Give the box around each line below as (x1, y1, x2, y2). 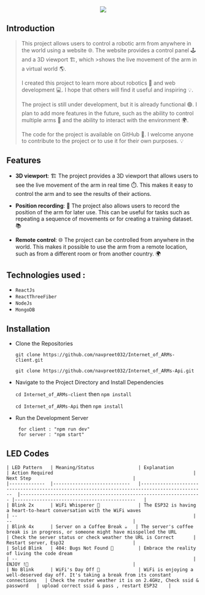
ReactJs (15, 287, 35, 294)
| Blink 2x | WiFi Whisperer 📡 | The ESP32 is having (6, 502, 196, 508)
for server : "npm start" (18, 432, 85, 438)
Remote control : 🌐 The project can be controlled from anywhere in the (15, 236, 195, 243)
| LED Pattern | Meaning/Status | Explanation (6, 465, 174, 471)
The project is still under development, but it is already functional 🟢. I (21, 101, 198, 108)
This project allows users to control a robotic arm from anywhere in (21, 39, 191, 47)
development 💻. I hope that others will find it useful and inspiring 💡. (21, 86, 193, 93)
